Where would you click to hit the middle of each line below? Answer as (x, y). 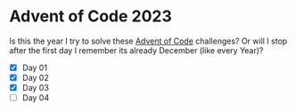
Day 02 (35, 78)
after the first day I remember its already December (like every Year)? (136, 50)
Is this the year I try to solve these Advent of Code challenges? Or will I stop (148, 41)
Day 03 (35, 88)
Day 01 (34, 68)
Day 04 (36, 98)
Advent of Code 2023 (90, 16)
